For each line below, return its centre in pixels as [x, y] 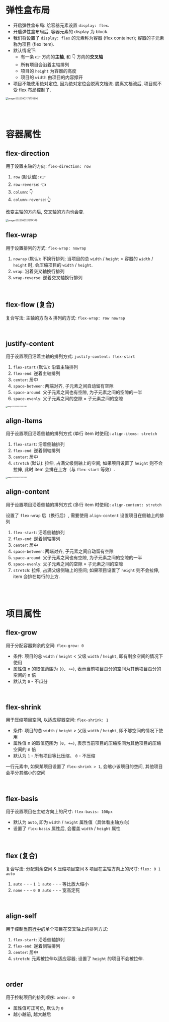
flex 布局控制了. [35, 90]
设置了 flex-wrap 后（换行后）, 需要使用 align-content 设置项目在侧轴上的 [83, 515]
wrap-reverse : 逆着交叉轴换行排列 [48, 277]
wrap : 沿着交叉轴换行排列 [39, 271]
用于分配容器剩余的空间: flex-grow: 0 [45, 645]
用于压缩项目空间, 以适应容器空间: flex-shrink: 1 [57, 720]
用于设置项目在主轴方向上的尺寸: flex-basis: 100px [59, 811]
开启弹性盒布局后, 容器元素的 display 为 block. [61, 31]
